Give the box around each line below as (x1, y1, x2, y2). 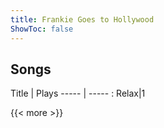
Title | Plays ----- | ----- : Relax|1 (10, 87, 146, 100)
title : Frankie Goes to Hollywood (10, 14, 155, 25)
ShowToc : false (10, 24, 74, 34)
